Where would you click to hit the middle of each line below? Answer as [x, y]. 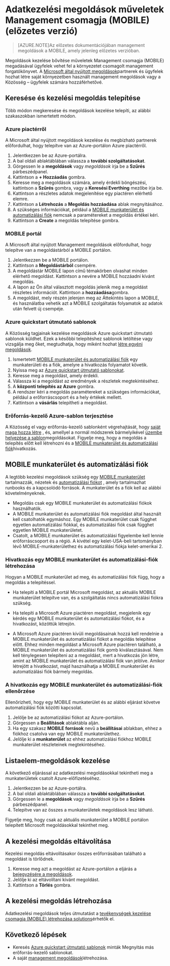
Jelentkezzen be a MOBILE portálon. [51, 260]
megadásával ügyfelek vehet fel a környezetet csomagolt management [79, 66]
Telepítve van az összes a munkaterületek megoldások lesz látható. [83, 810]
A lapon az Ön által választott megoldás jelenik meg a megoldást [80, 287]
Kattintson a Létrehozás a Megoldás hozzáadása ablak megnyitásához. [88, 204]
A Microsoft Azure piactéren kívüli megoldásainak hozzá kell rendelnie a [88, 634]
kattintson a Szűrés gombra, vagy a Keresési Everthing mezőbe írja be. [88, 188]
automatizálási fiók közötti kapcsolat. [44, 708]
